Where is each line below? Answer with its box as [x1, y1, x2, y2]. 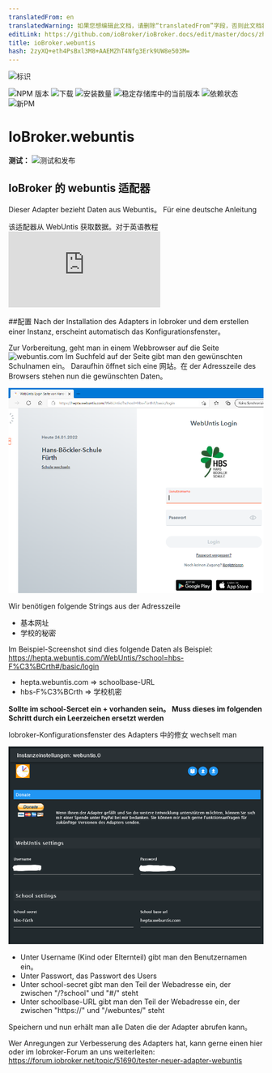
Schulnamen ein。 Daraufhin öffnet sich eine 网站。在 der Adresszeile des [8, 361, 257, 370]
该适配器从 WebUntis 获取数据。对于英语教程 [8, 221, 159, 231]
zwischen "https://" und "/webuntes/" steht [19, 1005, 165, 1015]
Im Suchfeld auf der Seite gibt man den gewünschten [65, 351, 243, 361]
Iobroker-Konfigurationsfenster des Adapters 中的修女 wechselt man [8, 730, 237, 740]
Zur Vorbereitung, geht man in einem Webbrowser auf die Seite [8, 343, 220, 353]
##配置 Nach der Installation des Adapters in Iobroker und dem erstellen [8, 316, 249, 326]
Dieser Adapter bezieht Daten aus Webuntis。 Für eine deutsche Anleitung [8, 204, 257, 214]
